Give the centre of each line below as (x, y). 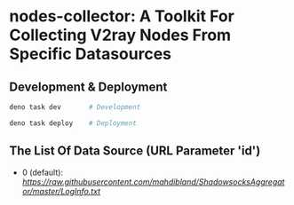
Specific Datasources (90, 54)
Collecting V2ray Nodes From (120, 35)
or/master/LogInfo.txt (61, 191)
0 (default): (43, 172)
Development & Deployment (88, 87)
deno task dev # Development (75, 107)
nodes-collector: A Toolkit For (122, 16)
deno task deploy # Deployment (73, 123)
